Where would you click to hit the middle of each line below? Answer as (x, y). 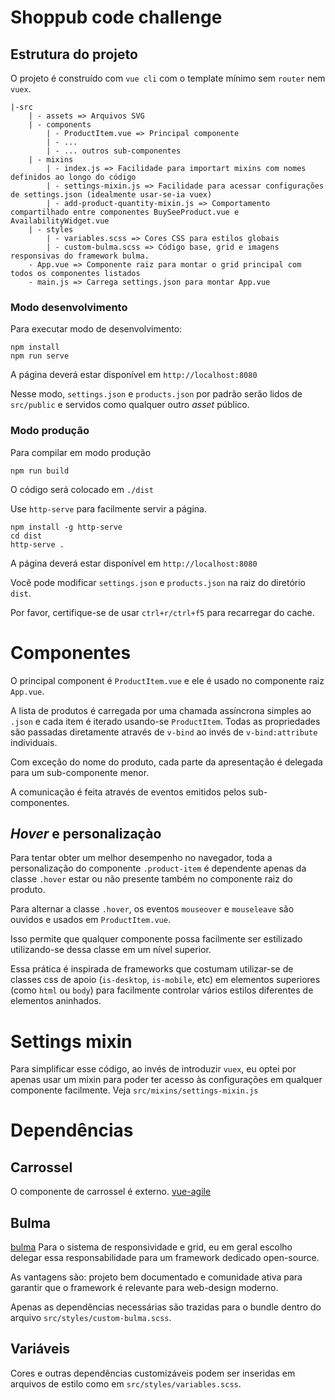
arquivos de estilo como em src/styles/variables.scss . (126, 1383)
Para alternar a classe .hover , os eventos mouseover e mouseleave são (152, 909)
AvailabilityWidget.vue (60, 221)
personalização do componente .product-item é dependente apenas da (158, 868)
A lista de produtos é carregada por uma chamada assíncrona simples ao (161, 710)
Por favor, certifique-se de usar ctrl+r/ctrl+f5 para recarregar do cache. (162, 612)
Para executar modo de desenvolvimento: (96, 329)
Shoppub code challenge (116, 17)
